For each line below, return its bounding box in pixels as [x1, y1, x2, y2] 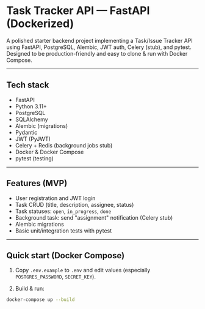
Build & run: [15, 285, 45, 292]
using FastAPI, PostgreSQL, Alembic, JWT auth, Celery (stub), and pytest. [6, 43, 192, 51]
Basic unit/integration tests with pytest [15, 227, 112, 234]
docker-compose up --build [6, 297, 75, 303]
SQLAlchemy [15, 116, 48, 123]
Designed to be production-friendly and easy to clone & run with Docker [6, 50, 188, 57]
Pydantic [15, 128, 38, 136]
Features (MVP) [6, 178, 68, 188]
